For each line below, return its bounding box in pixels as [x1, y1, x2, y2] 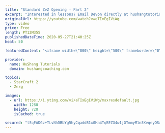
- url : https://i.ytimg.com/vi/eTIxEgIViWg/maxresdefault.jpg [9, 98, 139, 102]
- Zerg [9, 84, 23, 89]
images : [5, 93, 21, 98]
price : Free [5, 26, 29, 31]
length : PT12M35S [5, 30, 41, 35]
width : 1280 [14, 102, 38, 107]
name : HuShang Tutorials [9, 62, 60, 66]
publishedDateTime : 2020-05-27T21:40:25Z [5, 35, 91, 40]
